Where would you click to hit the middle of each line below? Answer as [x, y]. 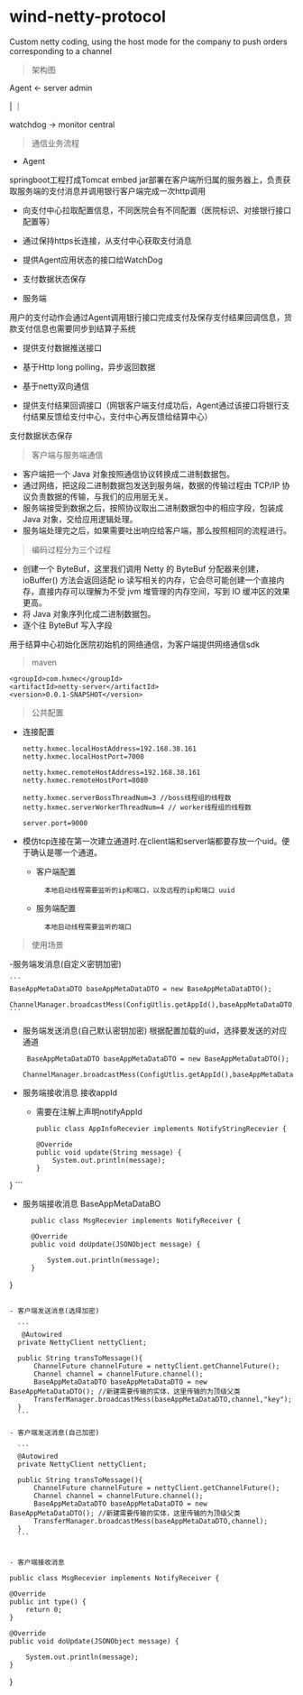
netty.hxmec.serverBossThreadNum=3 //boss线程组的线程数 [127, 797]
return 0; [44, 1609]
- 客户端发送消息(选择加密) [55, 1311]
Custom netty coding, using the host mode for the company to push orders [149, 41]
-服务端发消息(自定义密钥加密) [65, 963]
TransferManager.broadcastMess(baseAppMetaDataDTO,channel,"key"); [163, 1399]
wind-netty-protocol [88, 17]
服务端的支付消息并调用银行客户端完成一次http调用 [111, 190]
